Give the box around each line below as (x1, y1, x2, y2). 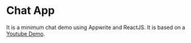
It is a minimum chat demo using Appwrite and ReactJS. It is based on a (6, 24, 186, 31)
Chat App (6, 4, 55, 18)
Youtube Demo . (6, 30, 45, 37)
